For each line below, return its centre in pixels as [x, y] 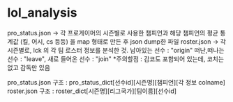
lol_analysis [42, 13]
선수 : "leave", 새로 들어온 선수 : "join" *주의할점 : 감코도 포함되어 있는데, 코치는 [116, 59]
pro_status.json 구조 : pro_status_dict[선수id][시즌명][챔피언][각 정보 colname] [116, 82]
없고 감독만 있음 [29, 67]
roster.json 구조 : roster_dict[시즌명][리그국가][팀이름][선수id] [92, 91]
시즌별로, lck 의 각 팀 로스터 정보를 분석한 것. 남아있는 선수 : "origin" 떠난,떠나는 [116, 50]
